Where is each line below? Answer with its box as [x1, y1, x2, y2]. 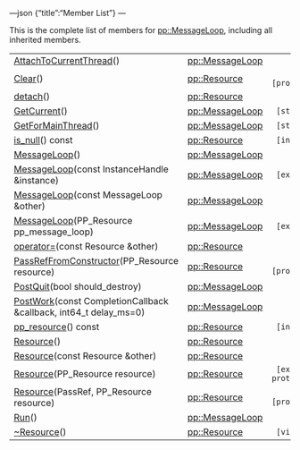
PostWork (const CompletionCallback [13, 295, 170, 307]
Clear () [13, 72, 44, 84]
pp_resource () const [13, 321, 100, 333]
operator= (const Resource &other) [13, 241, 159, 252]
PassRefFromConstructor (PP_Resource [13, 255, 179, 267]
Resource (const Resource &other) [13, 350, 157, 361]
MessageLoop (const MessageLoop [13, 189, 163, 200]
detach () [13, 90, 51, 102]
